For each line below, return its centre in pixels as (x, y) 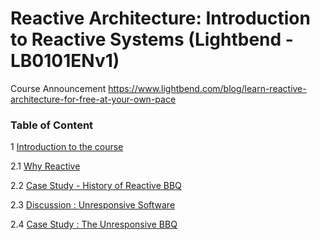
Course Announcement (58, 88)
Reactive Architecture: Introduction (160, 18)
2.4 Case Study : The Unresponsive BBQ (94, 224)
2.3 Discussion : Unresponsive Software (93, 205)
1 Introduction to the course (67, 147)
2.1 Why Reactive (45, 166)
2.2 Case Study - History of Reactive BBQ (96, 186)
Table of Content (52, 125)
